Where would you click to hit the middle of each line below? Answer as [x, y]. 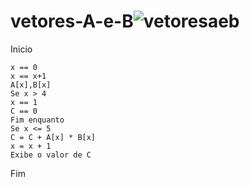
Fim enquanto [37, 120]
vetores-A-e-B [72, 21]
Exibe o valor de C [51, 155]
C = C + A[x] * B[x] [53, 137]
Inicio [21, 49]
